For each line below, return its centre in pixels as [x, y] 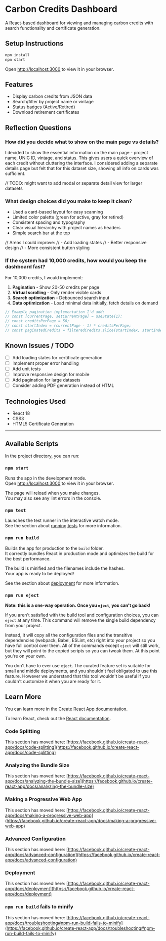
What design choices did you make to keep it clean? [69, 201]
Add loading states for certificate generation [57, 357]
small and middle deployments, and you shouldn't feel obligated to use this [81, 671]
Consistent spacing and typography [49, 222]
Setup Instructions [34, 44]
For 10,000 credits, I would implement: [44, 277]
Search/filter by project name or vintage [53, 102]
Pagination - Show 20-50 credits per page [56, 287]
